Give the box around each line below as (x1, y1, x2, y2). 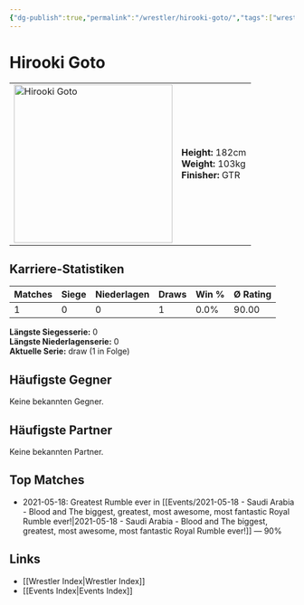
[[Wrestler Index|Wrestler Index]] (22, 575, 146, 586)
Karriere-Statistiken (9, 261, 125, 277)
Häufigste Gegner (9, 372, 112, 387)
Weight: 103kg (181, 157, 246, 170)
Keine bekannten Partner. (9, 447, 104, 457)
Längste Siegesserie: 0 (9, 326, 98, 337)
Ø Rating (233, 288, 272, 301)
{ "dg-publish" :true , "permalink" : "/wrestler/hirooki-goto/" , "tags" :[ (9, 13, 273, 23)
